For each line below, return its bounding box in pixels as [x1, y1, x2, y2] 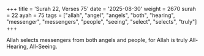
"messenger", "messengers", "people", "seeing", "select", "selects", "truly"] [6, 18, 197, 25]
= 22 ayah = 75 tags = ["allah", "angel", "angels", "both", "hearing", [6, 12, 175, 19]
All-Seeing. [29, 43, 58, 50]
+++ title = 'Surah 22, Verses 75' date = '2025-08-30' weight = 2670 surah [6, 5, 196, 12]
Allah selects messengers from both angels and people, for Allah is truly [6, 37, 188, 43]
